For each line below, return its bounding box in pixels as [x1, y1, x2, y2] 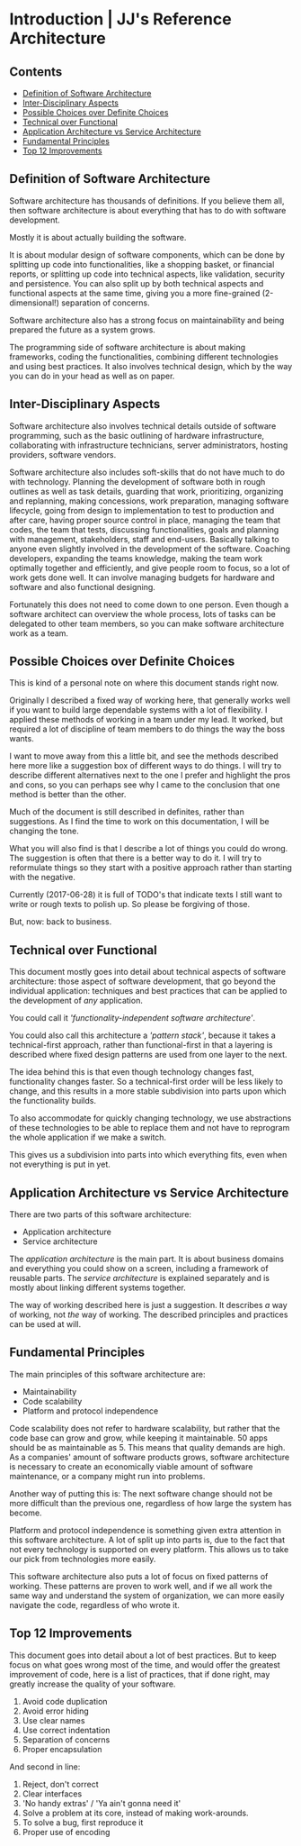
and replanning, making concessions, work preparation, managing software [9, 496, 289, 506]
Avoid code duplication [22, 1696, 108, 1706]
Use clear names [22, 1714, 85, 1725]
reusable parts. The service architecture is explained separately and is [9, 1273, 270, 1284]
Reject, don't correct [22, 1778, 99, 1789]
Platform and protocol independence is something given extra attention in [9, 1524, 281, 1535]
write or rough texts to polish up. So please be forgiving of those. [9, 899, 251, 910]
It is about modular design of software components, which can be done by [9, 249, 286, 260]
